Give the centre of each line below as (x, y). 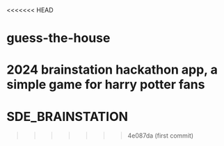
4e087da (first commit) (161, 136)
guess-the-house (58, 38)
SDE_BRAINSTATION (67, 116)
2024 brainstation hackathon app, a (112, 70)
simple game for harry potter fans (106, 84)
